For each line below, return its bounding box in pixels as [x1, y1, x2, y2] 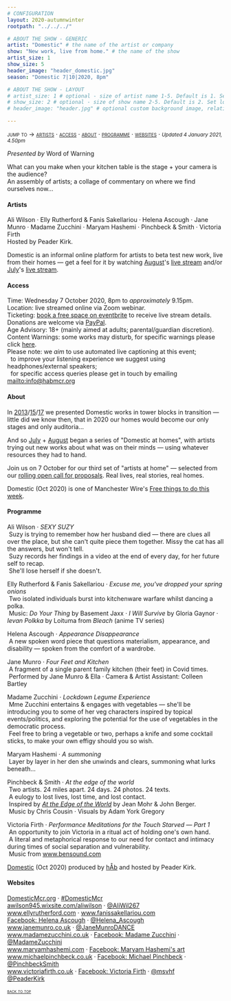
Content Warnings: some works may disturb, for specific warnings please [7, 333, 215, 341]
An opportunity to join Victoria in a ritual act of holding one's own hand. [8, 828, 211, 836]
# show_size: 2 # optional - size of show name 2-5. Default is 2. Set [7, 99, 217, 106]
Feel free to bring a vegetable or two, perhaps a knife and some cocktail [8, 729, 213, 738]
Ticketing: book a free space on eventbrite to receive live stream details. [7, 311, 212, 320]
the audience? [7, 170, 47, 178]
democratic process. [7, 722, 66, 730]
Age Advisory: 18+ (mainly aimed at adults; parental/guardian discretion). [7, 326, 214, 334]
